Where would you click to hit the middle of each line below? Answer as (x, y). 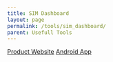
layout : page (26, 20)
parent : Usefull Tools (40, 32)
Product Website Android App (49, 52)
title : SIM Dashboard (38, 13)
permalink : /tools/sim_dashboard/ (57, 26)
